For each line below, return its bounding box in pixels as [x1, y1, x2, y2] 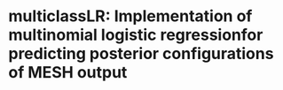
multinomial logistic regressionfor [8, 25, 263, 45]
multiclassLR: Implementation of [8, 6, 253, 26]
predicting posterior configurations [8, 44, 274, 64]
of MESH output [8, 63, 128, 83]
